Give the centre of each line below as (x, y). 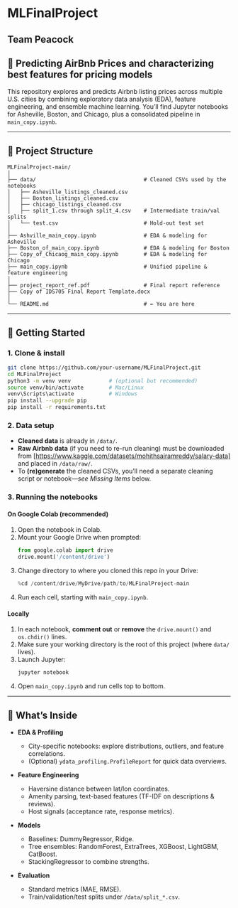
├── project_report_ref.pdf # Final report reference (114, 286)
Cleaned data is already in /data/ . (68, 441)
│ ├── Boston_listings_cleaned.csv (63, 198)
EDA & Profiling (40, 732)
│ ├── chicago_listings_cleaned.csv (64, 205)
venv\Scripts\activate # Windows (73, 394)
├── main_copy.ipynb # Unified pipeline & (107, 267)
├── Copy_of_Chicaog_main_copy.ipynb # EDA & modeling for (107, 255)
